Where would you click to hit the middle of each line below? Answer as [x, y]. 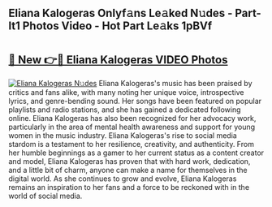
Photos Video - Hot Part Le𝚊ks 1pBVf [117, 26]
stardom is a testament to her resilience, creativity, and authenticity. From [131, 144]
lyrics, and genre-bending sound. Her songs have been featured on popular [135, 101]
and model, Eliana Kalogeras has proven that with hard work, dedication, [130, 161]
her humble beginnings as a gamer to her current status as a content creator [136, 153]
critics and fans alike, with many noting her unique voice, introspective [126, 92]
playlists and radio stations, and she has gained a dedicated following [125, 110]
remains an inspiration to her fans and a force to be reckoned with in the [129, 187]
